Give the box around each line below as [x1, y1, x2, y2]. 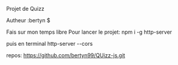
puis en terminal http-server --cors [6, 40, 93, 47]
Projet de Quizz [6, 5, 44, 12]
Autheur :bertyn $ [6, 17, 51, 23]
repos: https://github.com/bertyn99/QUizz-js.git [6, 52, 125, 59]
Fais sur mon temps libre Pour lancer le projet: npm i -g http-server [6, 28, 173, 36]
